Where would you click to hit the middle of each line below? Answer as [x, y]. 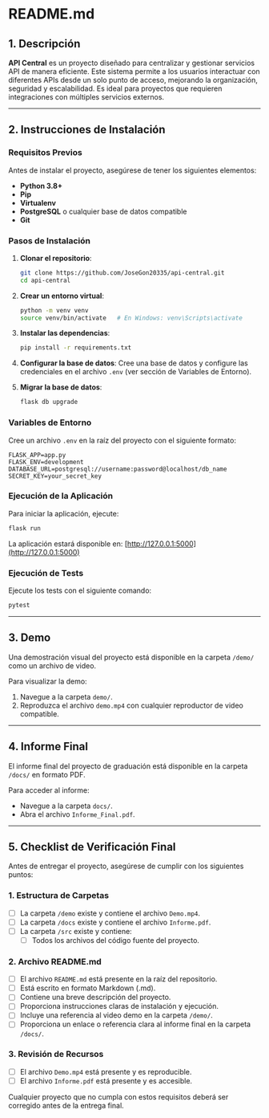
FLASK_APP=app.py [37, 455]
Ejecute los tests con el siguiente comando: [80, 590]
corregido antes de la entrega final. [66, 1105]
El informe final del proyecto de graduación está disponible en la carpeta [128, 766]
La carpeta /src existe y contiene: [76, 931]
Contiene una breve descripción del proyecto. [95, 998]
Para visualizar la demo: [48, 681]
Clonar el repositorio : [56, 258]
